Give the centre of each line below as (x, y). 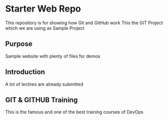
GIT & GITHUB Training (42, 100)
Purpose (19, 44)
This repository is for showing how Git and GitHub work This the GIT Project (84, 23)
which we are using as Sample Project (45, 28)
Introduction (25, 72)
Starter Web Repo (43, 9)
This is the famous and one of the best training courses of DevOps (74, 112)
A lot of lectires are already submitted (44, 84)
